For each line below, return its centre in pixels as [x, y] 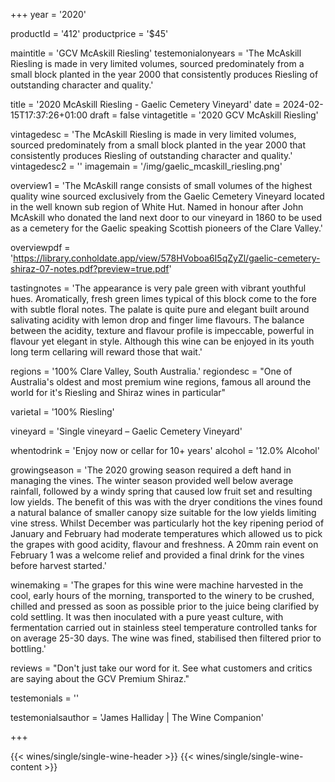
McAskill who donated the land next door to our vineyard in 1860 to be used [166, 217]
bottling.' [28, 648]
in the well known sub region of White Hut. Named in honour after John [157, 207]
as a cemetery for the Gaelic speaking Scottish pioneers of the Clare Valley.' [166, 228]
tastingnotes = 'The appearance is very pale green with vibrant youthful [158, 288]
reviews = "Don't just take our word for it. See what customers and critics [161, 668]
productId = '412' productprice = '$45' [89, 33]
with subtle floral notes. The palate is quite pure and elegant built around [160, 309]
